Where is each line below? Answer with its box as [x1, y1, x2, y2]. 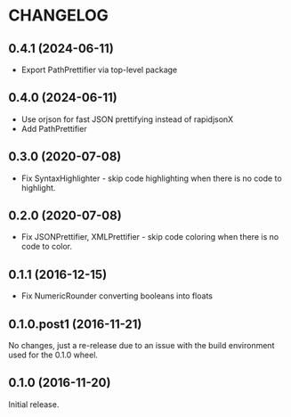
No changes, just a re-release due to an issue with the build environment [8, 340, 275, 351]
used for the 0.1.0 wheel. [8, 349, 99, 361]
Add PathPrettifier [20, 123, 87, 134]
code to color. [20, 241, 73, 252]
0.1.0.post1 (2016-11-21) [8, 316, 142, 331]
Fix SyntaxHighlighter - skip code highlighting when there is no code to [20, 173, 282, 184]
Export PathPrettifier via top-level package [20, 64, 178, 75]
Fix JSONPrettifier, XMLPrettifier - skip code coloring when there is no [20, 232, 279, 242]
